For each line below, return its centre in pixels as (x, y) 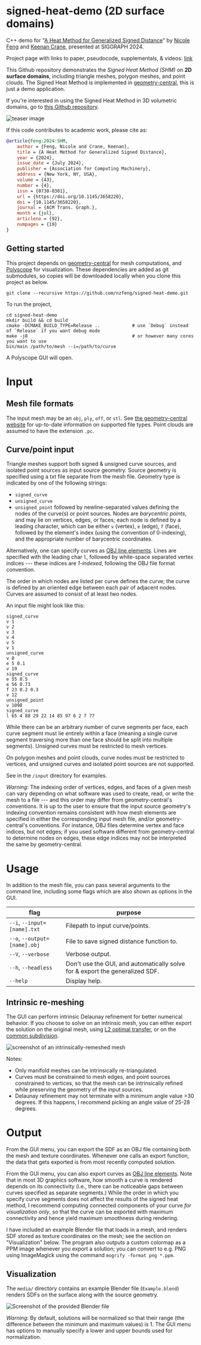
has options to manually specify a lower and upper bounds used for (89, 1330)
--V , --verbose (29, 954)
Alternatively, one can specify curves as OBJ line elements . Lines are (91, 551)
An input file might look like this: (45, 606)
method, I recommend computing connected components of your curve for (99, 1206)
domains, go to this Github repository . (53, 106)
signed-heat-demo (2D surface (86, 11)
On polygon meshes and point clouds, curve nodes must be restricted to (95, 758)
